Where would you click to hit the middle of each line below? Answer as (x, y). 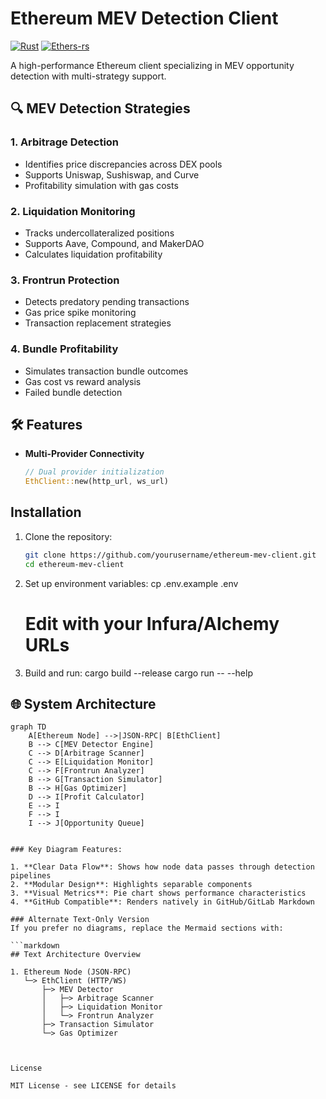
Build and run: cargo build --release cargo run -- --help (138, 673)
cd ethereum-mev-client (74, 564)
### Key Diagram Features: (66, 850)
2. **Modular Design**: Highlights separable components (131, 885)
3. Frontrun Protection (65, 280)
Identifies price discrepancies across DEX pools (123, 164)
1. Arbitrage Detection (65, 142)
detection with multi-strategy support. (88, 76)
